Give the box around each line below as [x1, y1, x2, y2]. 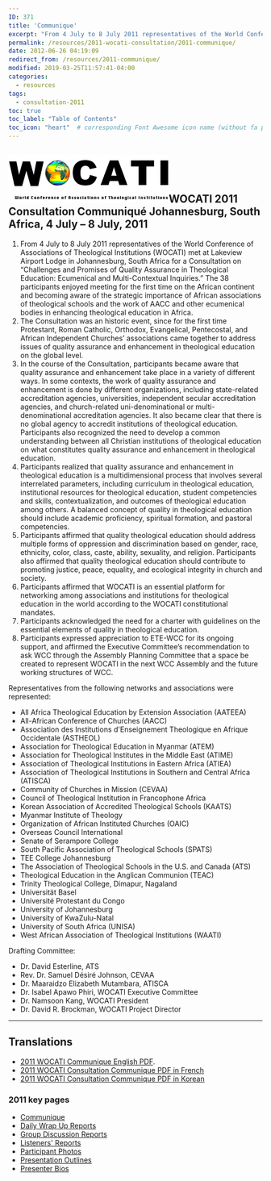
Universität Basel [19, 887, 77, 897]
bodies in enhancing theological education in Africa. [19, 307, 194, 317]
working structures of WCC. [19, 667, 114, 677]
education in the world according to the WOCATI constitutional [19, 599, 228, 608]
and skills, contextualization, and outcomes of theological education [19, 496, 247, 506]
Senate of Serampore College [19, 836, 119, 845]
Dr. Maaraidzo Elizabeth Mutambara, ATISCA [19, 979, 169, 988]
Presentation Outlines [19, 1154, 93, 1165]
